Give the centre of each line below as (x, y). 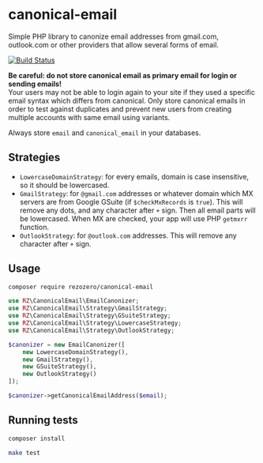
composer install (37, 439)
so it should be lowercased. (64, 185)
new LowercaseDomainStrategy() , (75, 352)
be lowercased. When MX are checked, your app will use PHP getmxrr (133, 218)
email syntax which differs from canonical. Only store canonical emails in (127, 100)
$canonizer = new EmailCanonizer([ (67, 344)
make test (24, 453)
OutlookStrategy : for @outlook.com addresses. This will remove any (128, 235)
